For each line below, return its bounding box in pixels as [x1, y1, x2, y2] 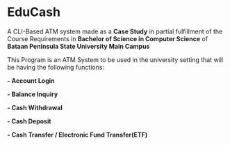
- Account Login [7, 76, 55, 84]
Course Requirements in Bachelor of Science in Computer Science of [7, 34, 208, 43]
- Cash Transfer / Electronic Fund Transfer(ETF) [7, 130, 148, 139]
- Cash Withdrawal [7, 103, 63, 112]
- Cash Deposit [7, 116, 51, 125]
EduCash [7, 4, 61, 20]
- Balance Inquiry [7, 90, 58, 98]
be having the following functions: [7, 63, 105, 71]
